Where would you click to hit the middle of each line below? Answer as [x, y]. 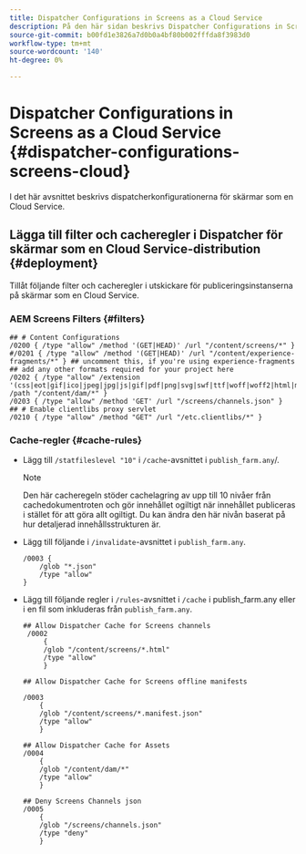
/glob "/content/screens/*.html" [107, 650]
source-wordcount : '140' [56, 52]
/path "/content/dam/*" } [58, 394]
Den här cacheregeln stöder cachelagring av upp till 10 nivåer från [147, 495]
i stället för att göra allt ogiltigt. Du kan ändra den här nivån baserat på [154, 515]
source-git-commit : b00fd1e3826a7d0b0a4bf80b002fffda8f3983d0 [130, 35]
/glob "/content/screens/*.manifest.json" [121, 714]
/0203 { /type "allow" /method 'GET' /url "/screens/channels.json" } [146, 402]
